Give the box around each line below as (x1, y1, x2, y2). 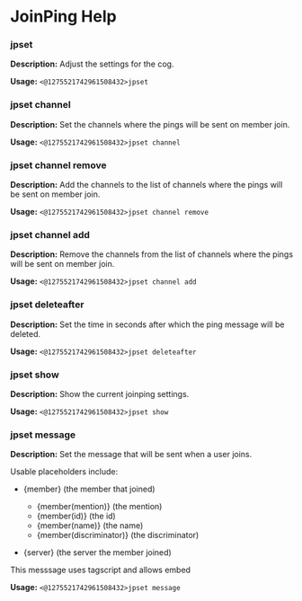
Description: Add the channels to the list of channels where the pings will (10, 180, 283, 190)
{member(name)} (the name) (36, 520, 144, 531)
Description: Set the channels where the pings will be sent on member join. (10, 119, 290, 129)
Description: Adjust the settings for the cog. (10, 58, 174, 69)
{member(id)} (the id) (36, 510, 116, 522)
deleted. (10, 328, 41, 339)
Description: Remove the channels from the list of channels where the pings (10, 249, 294, 260)
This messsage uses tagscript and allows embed (10, 564, 191, 576)
